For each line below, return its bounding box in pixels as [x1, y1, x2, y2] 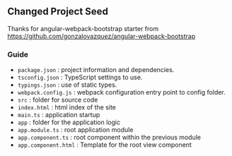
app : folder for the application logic [17, 118, 121, 126]
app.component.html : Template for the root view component [17, 140, 192, 149]
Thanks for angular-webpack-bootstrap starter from [7, 24, 159, 32]
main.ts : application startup [17, 111, 100, 119]
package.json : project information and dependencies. [17, 66, 175, 74]
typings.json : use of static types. [17, 80, 117, 89]
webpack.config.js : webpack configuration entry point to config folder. [17, 88, 226, 97]
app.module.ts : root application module [17, 126, 134, 134]
